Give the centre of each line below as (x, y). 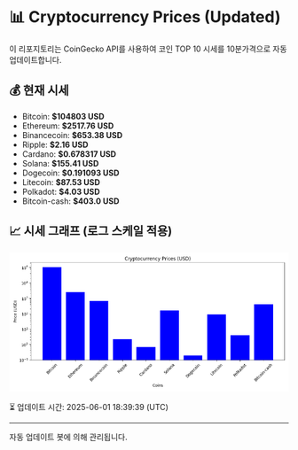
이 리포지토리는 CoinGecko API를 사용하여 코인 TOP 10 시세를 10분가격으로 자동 (148, 49)
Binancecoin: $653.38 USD (72, 135)
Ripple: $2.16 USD (55, 144)
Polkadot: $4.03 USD (61, 191)
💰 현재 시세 (39, 91)
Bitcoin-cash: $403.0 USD (71, 201)
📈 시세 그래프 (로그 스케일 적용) (91, 231)
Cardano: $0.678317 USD (69, 154)
